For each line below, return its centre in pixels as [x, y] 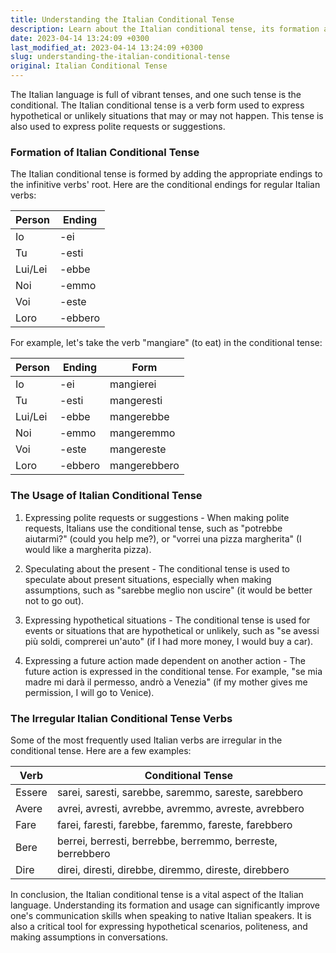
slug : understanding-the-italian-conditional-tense [120, 57]
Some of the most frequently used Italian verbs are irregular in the [146, 740]
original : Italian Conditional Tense [89, 66]
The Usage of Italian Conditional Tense [106, 496]
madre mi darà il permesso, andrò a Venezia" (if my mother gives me [166, 682]
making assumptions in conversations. [89, 937]
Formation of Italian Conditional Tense [105, 152]
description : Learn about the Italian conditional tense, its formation [165, 29]
